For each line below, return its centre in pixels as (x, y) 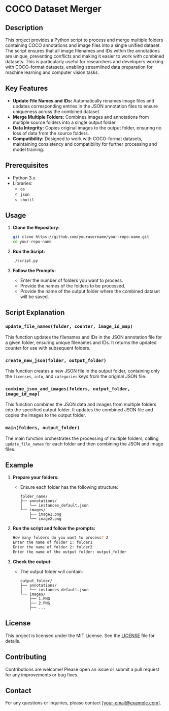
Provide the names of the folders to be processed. (73, 286)
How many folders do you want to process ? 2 (60, 538)
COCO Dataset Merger (53, 9)
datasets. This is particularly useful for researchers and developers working (84, 61)
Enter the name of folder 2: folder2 (53, 547)
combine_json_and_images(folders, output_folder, (68, 389)
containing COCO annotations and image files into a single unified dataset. (83, 45)
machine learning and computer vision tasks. (52, 72)
